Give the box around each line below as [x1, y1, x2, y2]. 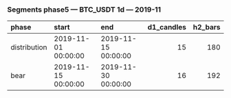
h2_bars [192, 23, 221, 32]
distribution [10, 42, 47, 52]
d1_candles [147, 23, 187, 32]
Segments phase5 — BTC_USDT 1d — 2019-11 [7, 5, 162, 14]
